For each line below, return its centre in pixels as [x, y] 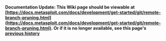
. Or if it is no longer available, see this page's [99, 28]
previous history [23, 33]
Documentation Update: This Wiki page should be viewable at [70, 7]
